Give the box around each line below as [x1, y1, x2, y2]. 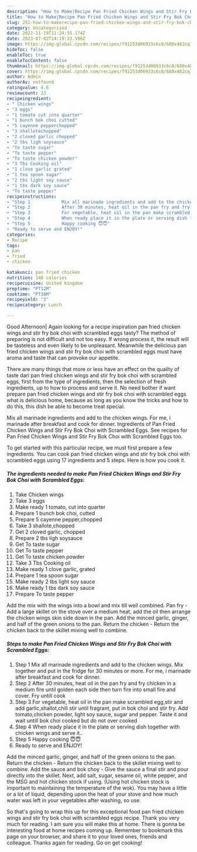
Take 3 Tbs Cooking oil [15, 559, 71, 566]
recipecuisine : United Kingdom [6, 280, 83, 286]
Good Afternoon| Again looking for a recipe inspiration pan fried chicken [6, 323, 181, 330]
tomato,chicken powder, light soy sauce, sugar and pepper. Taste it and [15, 710, 188, 717]
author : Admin [6, 74, 42, 80]
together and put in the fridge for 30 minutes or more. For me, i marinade [15, 667, 191, 674]
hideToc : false [6, 47, 44, 53]
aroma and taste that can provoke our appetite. [6, 355, 120, 361]
